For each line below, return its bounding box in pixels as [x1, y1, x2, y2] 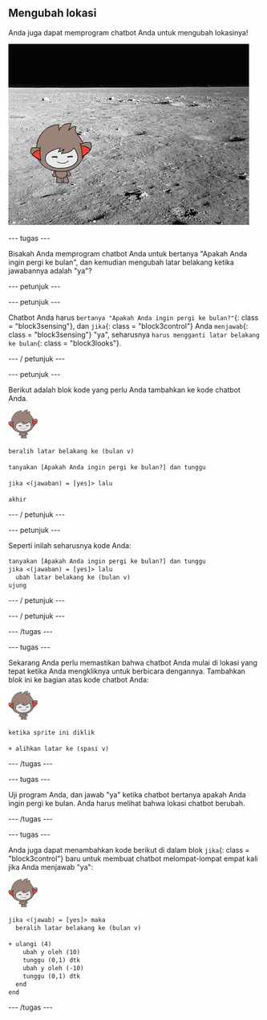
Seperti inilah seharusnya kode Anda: [8, 540, 131, 550]
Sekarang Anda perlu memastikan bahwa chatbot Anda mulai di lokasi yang [8, 657, 258, 667]
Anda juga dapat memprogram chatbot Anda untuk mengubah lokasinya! [8, 27, 249, 37]
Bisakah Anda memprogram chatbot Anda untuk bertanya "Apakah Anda [8, 248, 248, 258]
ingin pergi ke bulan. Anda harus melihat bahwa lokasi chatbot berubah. [8, 798, 246, 808]
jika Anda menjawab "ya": [8, 862, 94, 871]
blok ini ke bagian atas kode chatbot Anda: [8, 674, 149, 684]
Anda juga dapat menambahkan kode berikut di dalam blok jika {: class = [8, 845, 250, 854]
